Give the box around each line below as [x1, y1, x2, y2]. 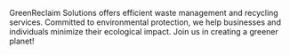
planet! [9, 35, 35, 46]
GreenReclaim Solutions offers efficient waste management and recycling [9, 8, 278, 18]
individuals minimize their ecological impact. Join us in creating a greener [9, 27, 278, 36]
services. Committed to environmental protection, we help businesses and [9, 17, 282, 27]
